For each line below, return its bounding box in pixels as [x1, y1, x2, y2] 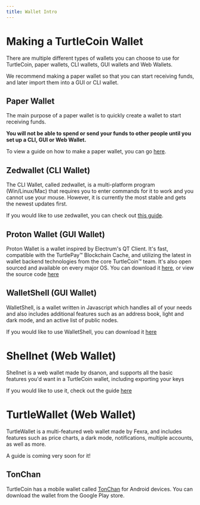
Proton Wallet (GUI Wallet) [6, 229, 106, 240]
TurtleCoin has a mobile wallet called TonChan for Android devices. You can [6, 485, 193, 492]
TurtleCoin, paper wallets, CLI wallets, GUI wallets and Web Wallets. [6, 61, 173, 68]
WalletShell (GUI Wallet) [6, 288, 97, 298]
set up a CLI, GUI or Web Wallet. [6, 136, 87, 144]
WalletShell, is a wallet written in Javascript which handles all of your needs [6, 304, 192, 311]
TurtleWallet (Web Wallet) [6, 408, 136, 421]
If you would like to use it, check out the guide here [6, 387, 133, 394]
